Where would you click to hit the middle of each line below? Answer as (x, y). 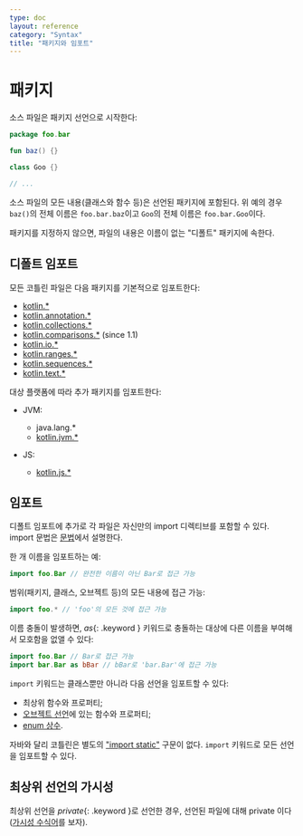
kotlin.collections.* (57, 325)
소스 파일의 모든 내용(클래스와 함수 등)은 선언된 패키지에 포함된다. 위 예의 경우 (146, 202)
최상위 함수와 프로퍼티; (62, 702)
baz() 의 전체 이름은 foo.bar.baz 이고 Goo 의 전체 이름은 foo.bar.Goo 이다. (137, 213)
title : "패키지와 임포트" (52, 43)
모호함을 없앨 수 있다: (56, 639)
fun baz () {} (34, 151)
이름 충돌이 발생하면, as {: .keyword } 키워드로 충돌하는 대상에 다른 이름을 (139, 628)
